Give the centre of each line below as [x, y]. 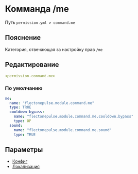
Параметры [24, 150]
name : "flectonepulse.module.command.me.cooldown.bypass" [74, 117]
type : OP [23, 121]
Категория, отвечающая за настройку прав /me [54, 49]
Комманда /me [37, 9]
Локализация [26, 167]
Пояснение [23, 38]
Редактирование [32, 65]
